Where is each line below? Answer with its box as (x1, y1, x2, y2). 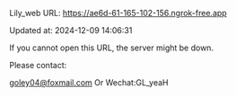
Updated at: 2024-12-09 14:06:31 (9, 25, 133, 35)
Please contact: (9, 60, 67, 70)
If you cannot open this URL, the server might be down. (9, 42, 214, 53)
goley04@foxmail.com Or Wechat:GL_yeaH (9, 77, 169, 88)
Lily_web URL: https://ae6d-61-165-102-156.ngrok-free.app (9, 8, 227, 18)
